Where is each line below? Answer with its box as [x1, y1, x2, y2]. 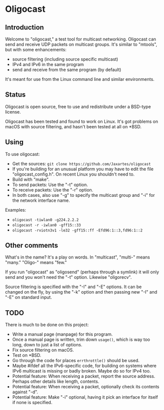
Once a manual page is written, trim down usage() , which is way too [12, 336, 150, 342]
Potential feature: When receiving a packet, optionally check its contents [12, 384, 160, 390]
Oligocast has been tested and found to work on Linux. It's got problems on [5, 118, 159, 124]
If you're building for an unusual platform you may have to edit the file [12, 166, 154, 172]
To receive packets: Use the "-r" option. [12, 186, 94, 193]
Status [5, 90, 26, 99]
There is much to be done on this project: [5, 322, 89, 328]
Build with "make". [12, 176, 50, 182]
